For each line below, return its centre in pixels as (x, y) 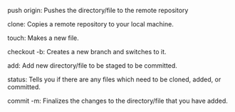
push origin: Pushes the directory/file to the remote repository (98, 10)
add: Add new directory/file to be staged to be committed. (93, 66)
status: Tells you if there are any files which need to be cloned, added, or (114, 79)
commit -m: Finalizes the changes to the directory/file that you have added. (117, 101)
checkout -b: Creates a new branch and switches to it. (87, 52)
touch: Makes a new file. (43, 38)
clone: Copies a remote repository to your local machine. (91, 24)
